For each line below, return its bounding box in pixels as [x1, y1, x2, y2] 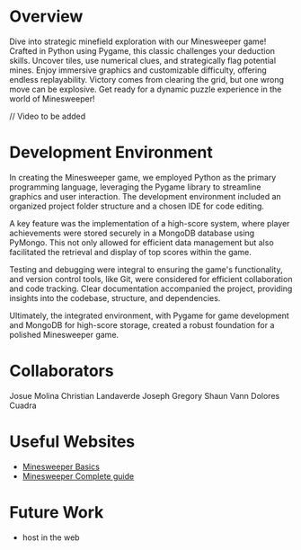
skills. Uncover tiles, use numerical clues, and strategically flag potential [9, 55, 277, 66]
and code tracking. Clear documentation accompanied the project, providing [9, 283, 293, 294]
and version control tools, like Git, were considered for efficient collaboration [9, 273, 293, 284]
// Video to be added [9, 111, 86, 121]
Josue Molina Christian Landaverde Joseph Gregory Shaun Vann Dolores [9, 390, 280, 401]
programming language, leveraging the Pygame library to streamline [9, 182, 261, 192]
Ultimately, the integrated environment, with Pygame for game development [9, 310, 289, 321]
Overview [9, 6, 84, 27]
